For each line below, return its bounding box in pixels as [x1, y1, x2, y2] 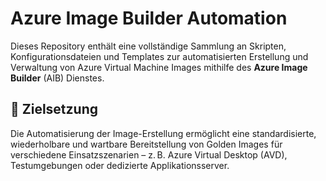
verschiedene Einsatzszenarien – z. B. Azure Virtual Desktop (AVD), [10, 148, 288, 161]
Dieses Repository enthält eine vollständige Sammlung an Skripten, [10, 40, 287, 52]
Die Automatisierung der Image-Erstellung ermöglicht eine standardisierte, [10, 127, 317, 139]
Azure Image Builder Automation [10, 7, 288, 30]
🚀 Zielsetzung [10, 101, 98, 118]
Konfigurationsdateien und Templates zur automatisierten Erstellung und [10, 50, 309, 62]
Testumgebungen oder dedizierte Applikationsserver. [10, 159, 230, 171]
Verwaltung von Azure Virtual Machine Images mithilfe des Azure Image [10, 61, 308, 73]
